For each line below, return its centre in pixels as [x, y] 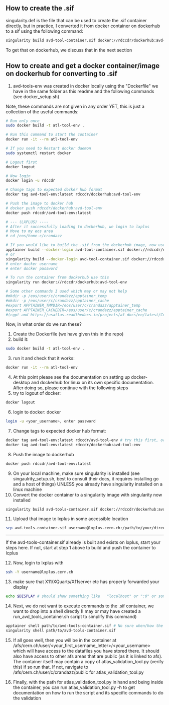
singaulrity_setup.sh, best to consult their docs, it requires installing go [86, 478]
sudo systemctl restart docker [38, 153]
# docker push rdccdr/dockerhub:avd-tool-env [54, 208]
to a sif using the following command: [44, 31]
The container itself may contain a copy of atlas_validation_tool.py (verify [88, 661]
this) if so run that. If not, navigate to [50, 667]
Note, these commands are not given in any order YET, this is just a [75, 106]
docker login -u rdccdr [31, 181]
